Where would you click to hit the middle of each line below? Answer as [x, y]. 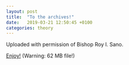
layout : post [22, 11]
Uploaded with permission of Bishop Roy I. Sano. [65, 45]
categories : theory [30, 28]
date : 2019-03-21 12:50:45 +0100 [49, 22]
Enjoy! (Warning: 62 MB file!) [41, 56]
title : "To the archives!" [40, 17]
